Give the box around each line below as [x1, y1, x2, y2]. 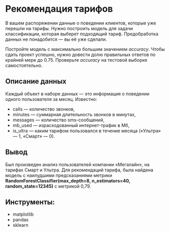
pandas [12, 217, 29, 223]
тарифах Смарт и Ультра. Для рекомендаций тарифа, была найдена [5, 167, 154, 173]
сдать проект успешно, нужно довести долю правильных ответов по [5, 51, 156, 58]
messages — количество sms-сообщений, [12, 117, 105, 123]
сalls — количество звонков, [12, 106, 75, 112]
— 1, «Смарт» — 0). [12, 133, 55, 139]
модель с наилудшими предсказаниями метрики [5, 172, 112, 178]
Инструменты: [5, 197, 55, 207]
